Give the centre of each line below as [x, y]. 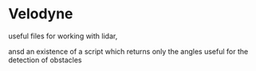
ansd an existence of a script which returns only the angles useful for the [128, 51]
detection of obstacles [45, 60]
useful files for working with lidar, [63, 36]
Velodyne [41, 14]
